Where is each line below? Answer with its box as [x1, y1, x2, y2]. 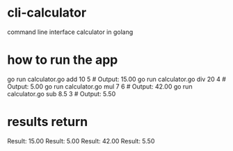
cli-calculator [7, 5, 87, 21]
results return [7, 114, 88, 130]
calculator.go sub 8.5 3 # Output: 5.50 [7, 89, 116, 98]
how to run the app [7, 52, 118, 68]
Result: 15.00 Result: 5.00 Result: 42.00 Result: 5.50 [7, 136, 155, 145]
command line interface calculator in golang [7, 28, 134, 36]
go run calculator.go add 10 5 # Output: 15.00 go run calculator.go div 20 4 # [7, 75, 226, 83]
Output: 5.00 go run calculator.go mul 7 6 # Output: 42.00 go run [7, 82, 193, 91]
